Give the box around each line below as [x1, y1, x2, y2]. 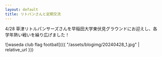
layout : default [5, 7, 38, 12]
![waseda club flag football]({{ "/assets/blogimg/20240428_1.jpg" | [5, 41, 139, 47]
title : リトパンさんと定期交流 [5, 12, 61, 17]
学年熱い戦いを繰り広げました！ [5, 32, 69, 38]
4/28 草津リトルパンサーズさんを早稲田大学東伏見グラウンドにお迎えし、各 [5, 25, 158, 32]
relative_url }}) [5, 47, 34, 53]
